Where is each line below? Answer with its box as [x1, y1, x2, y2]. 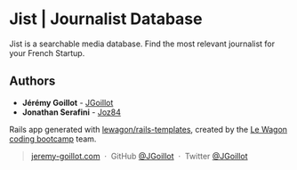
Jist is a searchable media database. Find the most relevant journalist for [9, 38, 276, 49]
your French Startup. [9, 47, 85, 58]
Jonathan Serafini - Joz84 [21, 107, 122, 117]
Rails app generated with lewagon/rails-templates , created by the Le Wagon [9, 124, 287, 134]
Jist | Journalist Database [9, 9, 203, 29]
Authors [9, 74, 56, 89]
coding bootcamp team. [9, 134, 97, 144]
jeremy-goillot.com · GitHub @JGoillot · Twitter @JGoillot [30, 150, 248, 161]
